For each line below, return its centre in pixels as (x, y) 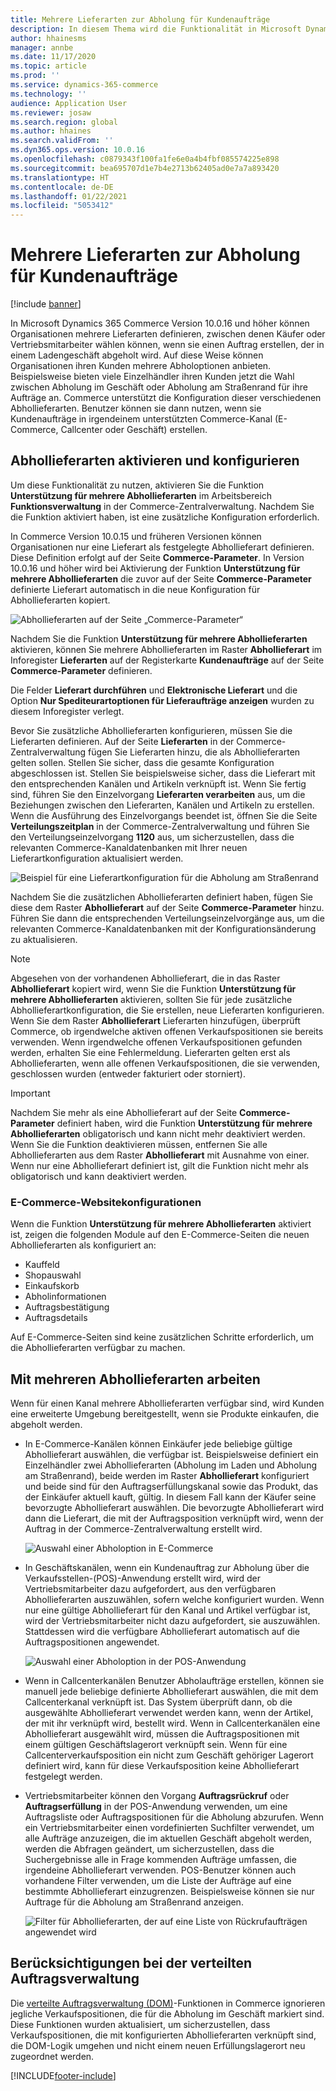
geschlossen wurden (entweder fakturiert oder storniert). (128, 1073)
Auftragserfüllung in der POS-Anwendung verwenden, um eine (156, 1806)
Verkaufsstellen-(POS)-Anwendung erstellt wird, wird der (142, 1578)
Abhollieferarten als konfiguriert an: (83, 1245)
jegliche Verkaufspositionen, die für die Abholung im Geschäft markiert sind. (167, 2013)
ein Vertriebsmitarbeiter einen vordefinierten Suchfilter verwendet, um (169, 1827)
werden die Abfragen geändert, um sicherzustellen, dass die (149, 1848)
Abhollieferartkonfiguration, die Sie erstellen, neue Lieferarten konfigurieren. (167, 1010)
